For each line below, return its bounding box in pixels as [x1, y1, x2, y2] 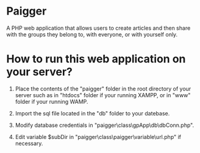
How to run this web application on [6, 52, 186, 66]
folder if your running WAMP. [15, 98, 88, 105]
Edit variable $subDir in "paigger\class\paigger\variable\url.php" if [15, 133, 182, 140]
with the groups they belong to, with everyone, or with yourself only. [6, 30, 178, 38]
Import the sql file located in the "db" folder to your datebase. [15, 109, 170, 117]
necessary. [15, 140, 43, 147]
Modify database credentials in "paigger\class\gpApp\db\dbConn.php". [15, 121, 194, 129]
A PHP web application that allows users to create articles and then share [6, 24, 191, 32]
